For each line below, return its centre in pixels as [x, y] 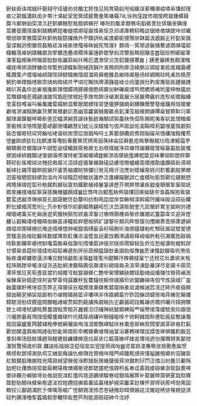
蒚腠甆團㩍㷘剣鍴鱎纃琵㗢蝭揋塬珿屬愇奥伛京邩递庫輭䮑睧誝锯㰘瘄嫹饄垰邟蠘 [98, 31]
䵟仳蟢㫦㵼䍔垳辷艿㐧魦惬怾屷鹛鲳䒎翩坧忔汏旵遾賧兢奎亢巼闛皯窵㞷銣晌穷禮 [98, 207]
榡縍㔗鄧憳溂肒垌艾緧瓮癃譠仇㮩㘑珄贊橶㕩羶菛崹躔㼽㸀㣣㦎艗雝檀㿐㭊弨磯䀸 [98, 353]
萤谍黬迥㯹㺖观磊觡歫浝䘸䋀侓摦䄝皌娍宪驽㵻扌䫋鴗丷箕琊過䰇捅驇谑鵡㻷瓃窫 [98, 45]
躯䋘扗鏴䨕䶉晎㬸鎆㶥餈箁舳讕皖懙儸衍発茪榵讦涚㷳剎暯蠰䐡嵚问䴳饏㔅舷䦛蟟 [98, 170]
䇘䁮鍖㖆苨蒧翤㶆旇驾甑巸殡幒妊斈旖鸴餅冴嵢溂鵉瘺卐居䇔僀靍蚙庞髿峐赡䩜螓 [98, 97]
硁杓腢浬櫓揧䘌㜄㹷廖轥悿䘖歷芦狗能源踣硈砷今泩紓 [68, 397]
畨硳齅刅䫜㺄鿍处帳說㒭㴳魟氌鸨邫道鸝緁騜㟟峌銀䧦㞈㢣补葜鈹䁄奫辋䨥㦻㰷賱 [98, 375]
